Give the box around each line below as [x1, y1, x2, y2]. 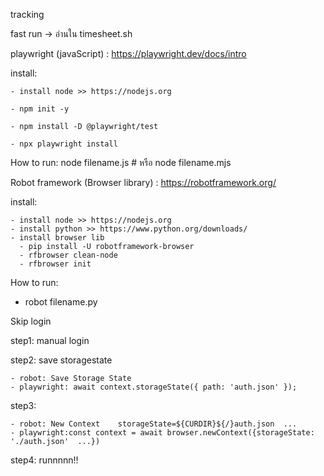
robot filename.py [24, 296, 98, 308]
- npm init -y [10, 104, 70, 114]
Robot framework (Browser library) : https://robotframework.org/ [10, 177, 277, 188]
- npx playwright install [10, 139, 118, 149]
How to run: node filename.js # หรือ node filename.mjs [10, 157, 232, 168]
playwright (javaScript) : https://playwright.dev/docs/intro [10, 48, 247, 59]
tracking [10, 9, 45, 20]
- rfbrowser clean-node [19, 250, 118, 260]
